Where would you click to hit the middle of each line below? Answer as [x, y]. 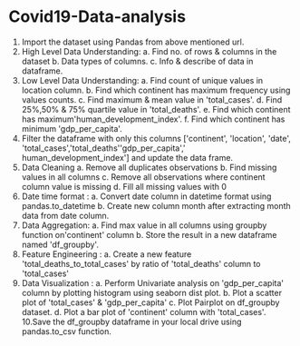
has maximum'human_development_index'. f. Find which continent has [153, 119]
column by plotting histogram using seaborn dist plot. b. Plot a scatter [152, 292]
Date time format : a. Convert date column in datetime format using [146, 196]
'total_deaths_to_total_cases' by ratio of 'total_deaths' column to [141, 263]
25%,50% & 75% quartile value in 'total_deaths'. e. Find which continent [156, 109]
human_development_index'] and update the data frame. [127, 157]
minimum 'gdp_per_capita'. [72, 128]
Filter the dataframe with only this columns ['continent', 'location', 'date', [156, 138]
